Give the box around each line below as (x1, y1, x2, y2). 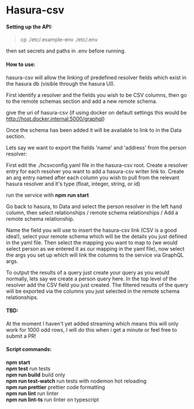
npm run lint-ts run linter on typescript (6, 396, 99, 403)
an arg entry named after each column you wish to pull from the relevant (6, 174, 179, 181)
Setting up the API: (6, 23, 52, 30)
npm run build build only (6, 372, 66, 378)
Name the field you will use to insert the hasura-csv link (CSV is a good (6, 226, 177, 234)
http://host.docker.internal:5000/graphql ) (6, 115, 105, 122)
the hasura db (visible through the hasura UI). (6, 80, 115, 87)
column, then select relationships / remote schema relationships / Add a (6, 209, 179, 216)
